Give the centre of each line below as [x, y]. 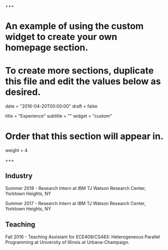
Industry [19, 176]
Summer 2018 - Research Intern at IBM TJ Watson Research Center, [76, 188]
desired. [23, 92]
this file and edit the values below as [83, 82]
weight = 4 [16, 151]
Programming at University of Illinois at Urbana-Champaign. [67, 242]
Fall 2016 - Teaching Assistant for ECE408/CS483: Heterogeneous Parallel [83, 237]
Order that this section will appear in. [85, 136]
